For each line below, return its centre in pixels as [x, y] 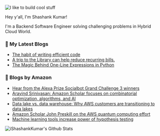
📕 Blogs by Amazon [28, 78]
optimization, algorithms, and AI [44, 98]
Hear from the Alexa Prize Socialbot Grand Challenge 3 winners [76, 88]
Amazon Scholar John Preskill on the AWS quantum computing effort [81, 114]
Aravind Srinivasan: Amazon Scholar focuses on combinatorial [74, 93]
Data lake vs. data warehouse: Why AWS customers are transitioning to [83, 103]
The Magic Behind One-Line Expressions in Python [63, 65]
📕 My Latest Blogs [27, 44]
